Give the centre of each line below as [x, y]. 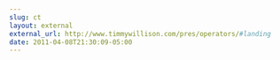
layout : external [41, 26]
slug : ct [25, 17]
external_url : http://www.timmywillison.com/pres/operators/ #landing [140, 34]
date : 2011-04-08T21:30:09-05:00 [71, 42]
